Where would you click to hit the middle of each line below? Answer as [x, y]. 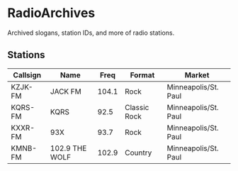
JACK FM [66, 92]
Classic [137, 107]
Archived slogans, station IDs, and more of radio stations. [91, 33]
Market [197, 75]
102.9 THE [68, 148]
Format [142, 75]
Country [138, 153]
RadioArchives [51, 13]
